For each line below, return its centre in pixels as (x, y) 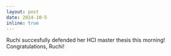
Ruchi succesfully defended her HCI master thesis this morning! (86, 40)
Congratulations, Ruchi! (35, 46)
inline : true (23, 23)
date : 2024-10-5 (27, 17)
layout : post (23, 12)
